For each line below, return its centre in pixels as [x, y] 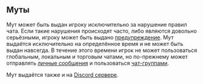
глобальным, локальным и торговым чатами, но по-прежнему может [97, 56]
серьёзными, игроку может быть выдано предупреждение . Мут [90, 37]
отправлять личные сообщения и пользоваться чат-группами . [88, 63]
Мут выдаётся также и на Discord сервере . [62, 74]
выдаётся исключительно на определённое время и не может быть [95, 44]
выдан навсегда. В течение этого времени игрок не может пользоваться [102, 50]
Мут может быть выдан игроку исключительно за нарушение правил [97, 24]
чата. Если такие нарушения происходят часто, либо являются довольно [101, 31]
